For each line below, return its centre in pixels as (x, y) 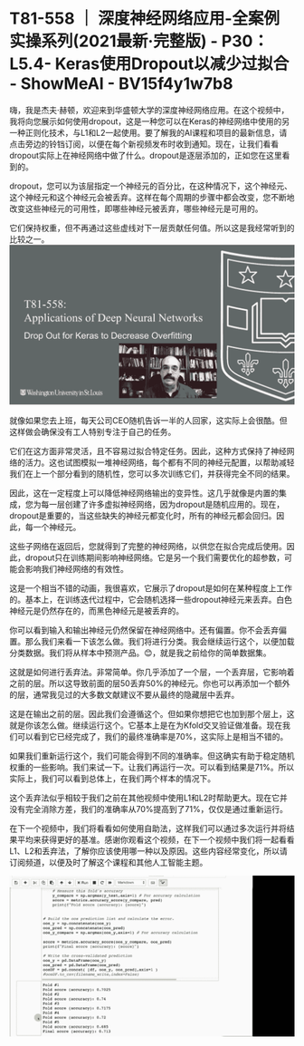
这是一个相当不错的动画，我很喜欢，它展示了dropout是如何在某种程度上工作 (151, 588)
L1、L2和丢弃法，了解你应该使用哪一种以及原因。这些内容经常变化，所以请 (148, 851)
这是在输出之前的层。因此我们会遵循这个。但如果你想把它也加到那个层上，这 (152, 714)
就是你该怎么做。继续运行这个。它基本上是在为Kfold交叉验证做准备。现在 (146, 725)
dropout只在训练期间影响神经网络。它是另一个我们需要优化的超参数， (155, 557)
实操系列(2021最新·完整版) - (114, 41)
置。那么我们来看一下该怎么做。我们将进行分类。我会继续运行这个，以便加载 (152, 642)
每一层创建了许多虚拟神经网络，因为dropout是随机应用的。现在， (162, 505)
